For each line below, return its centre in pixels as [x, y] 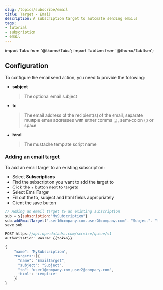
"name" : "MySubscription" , [41, 252]
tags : [10, 23]
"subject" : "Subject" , [41, 265]
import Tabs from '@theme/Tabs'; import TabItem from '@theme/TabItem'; [80, 50]
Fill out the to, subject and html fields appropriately [63, 197]
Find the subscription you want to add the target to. [63, 182]
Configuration [27, 66]
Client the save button [34, 203]
